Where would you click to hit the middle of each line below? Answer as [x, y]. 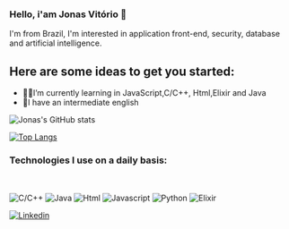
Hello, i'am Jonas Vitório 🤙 [68, 14]
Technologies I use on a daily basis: [88, 160]
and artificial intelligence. [56, 43]
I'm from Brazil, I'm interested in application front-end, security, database [145, 34]
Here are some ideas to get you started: [122, 71]
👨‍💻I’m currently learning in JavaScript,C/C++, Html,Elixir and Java [144, 93]
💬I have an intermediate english [80, 103]
